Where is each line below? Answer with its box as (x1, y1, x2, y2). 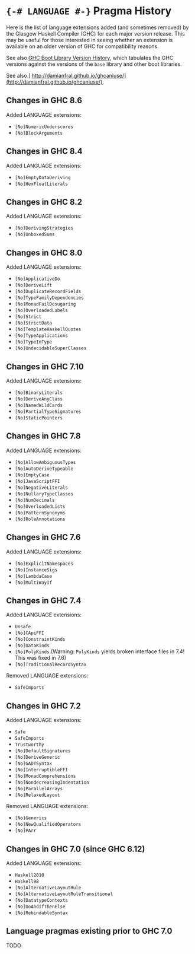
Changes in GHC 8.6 (6, 96, 83, 106)
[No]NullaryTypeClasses (14, 491, 74, 497)
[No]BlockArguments (14, 130, 63, 136)
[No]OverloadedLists (14, 503, 66, 510)
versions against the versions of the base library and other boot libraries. (6, 61, 182, 68)
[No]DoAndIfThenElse (14, 904, 66, 910)
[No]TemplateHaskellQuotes (14, 326, 82, 333)
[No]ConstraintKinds (14, 637, 66, 643)
